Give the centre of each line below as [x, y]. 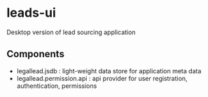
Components [35, 54]
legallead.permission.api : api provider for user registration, [102, 78]
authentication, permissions [57, 86]
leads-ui [32, 13]
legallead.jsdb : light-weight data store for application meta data [109, 70]
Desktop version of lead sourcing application [71, 32]
